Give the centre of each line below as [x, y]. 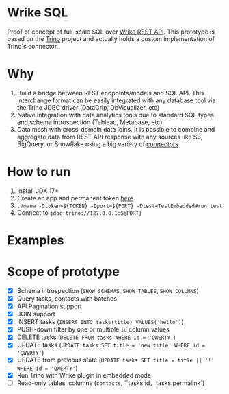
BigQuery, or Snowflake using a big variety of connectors [98, 144]
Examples [36, 240]
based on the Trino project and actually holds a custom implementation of [111, 38]
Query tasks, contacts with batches [67, 299]
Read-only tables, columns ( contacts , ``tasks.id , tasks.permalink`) [111, 383]
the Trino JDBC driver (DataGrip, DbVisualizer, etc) [88, 107]
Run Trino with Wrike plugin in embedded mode [84, 375]
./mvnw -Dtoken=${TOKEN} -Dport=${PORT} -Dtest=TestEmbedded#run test [120, 206]
